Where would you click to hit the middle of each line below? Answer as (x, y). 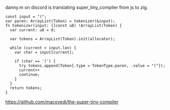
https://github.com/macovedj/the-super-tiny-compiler (62, 102)
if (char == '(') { (35, 61)
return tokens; (26, 88)
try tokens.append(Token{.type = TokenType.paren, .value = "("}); (92, 66)
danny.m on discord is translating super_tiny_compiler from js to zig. (77, 7)
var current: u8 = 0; (33, 30)
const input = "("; (26, 17)
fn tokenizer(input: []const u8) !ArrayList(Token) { (64, 25)
